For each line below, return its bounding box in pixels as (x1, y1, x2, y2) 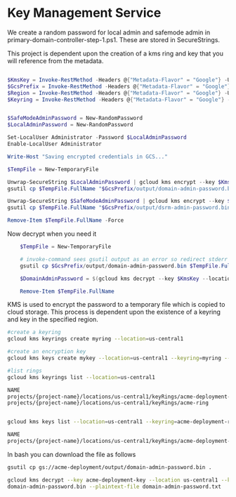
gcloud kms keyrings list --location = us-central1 (7, 373, 156, 380)
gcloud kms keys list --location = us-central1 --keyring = (7, 418, 178, 425)
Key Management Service (7, 5, 162, 21)
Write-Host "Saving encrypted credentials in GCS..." (7, 153, 169, 160)
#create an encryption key (7, 348, 86, 355)
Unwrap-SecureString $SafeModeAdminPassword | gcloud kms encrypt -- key (7, 198, 225, 205)
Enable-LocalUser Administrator (7, 140, 102, 148)
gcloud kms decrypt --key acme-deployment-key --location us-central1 (7, 476, 218, 484)
